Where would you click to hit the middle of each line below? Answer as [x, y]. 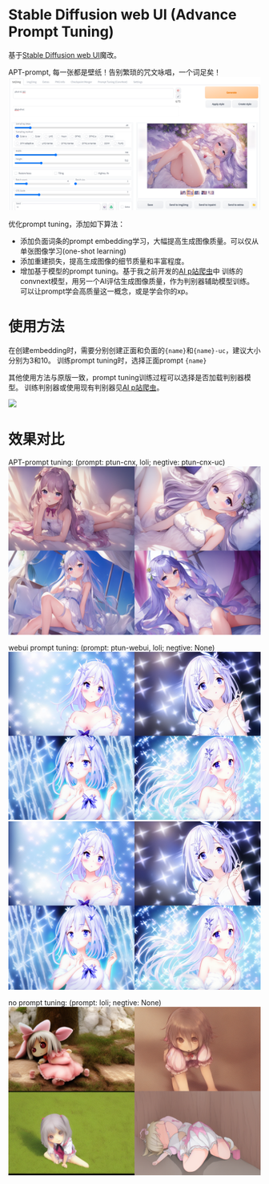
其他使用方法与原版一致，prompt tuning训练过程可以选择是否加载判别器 [126, 378]
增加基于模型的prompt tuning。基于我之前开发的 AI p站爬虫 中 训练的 [131, 271]
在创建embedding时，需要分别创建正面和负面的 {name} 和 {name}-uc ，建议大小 [134, 351]
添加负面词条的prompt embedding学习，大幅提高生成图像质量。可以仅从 [139, 241]
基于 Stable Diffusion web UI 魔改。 [65, 55]
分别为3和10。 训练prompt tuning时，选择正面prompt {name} [108, 361]
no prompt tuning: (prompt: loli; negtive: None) [85, 1003]
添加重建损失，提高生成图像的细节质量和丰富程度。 [104, 262]
